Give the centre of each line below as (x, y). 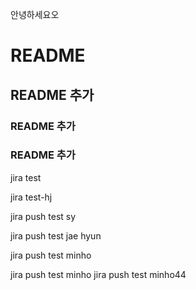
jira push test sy (43, 216)
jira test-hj (31, 197)
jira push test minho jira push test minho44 (98, 274)
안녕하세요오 (35, 14)
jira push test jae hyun (56, 235)
